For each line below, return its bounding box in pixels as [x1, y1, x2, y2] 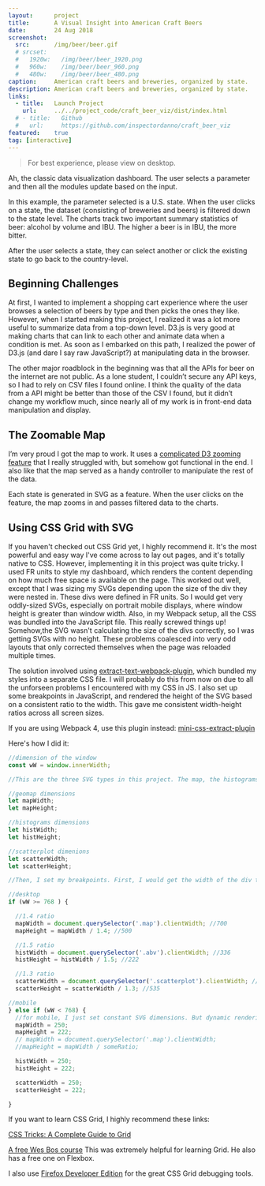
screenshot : [8, 33, 47, 42]
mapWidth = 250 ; [15, 1021, 69, 1029]
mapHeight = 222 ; [15, 1028, 73, 1036]
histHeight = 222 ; [15, 1064, 77, 1072]
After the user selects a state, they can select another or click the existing [8, 245, 248, 255]
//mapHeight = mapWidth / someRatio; [15, 1043, 140, 1051]
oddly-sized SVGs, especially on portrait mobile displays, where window [8, 600, 243, 610]
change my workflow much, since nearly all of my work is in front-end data [8, 397, 252, 406]
